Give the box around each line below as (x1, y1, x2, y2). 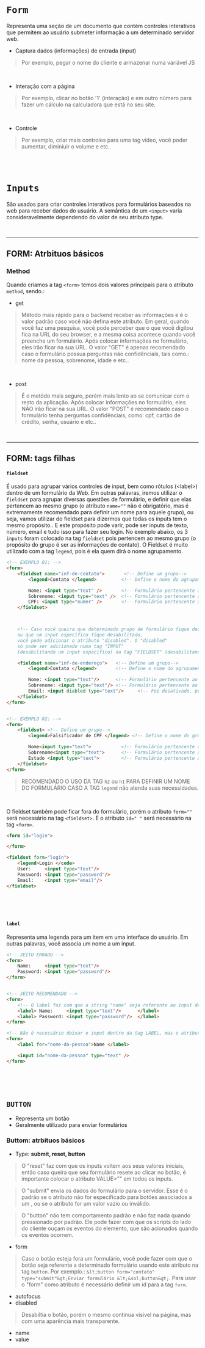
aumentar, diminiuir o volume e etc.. (21, 142, 112, 150)
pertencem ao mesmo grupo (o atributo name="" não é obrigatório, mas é (6, 502, 189, 509)
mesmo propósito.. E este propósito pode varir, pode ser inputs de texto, (6, 522, 189, 529)
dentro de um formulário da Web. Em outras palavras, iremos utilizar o (6, 489, 182, 497)
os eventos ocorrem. (21, 1231, 74, 1238)
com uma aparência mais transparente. (21, 1317, 120, 1325)
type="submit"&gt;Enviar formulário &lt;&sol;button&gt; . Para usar (21, 1274, 196, 1281)
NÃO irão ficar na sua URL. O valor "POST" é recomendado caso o (21, 405, 189, 412)
